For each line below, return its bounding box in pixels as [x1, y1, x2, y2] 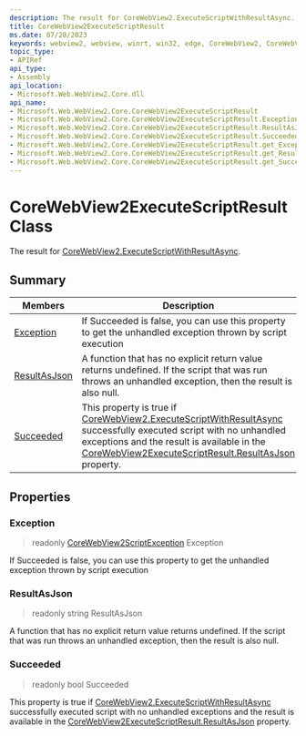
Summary [9, 272, 66, 288]
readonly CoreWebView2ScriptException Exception [31, 537, 224, 547]
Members [22, 300, 66, 312]
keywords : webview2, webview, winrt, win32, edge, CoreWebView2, [9, 38, 262, 48]
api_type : [9, 65, 47, 74]
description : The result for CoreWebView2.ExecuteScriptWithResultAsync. [9, 13, 296, 23]
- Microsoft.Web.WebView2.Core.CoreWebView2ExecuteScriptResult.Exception [9, 115, 300, 124]
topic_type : [9, 47, 55, 56]
